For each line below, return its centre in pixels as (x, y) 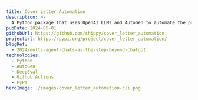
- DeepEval (25, 72)
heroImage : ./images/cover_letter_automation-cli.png (74, 88)
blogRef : (17, 45)
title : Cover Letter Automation (46, 11)
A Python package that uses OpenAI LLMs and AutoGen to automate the (98, 22)
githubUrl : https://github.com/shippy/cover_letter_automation (85, 34)
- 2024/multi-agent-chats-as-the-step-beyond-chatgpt (79, 50)
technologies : (24, 55)
